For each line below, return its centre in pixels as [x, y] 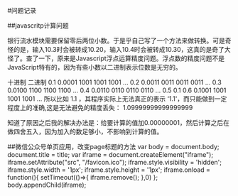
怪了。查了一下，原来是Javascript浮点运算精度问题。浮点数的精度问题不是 [116, 58]
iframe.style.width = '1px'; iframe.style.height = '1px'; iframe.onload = [109, 170]
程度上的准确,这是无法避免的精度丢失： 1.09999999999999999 [100, 108]
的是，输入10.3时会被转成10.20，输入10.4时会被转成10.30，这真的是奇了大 [122, 49]
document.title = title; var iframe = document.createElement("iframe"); [110, 154]
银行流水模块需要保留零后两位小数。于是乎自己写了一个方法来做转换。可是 [116, 40]
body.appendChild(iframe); [47, 185]
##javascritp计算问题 [38, 26]
